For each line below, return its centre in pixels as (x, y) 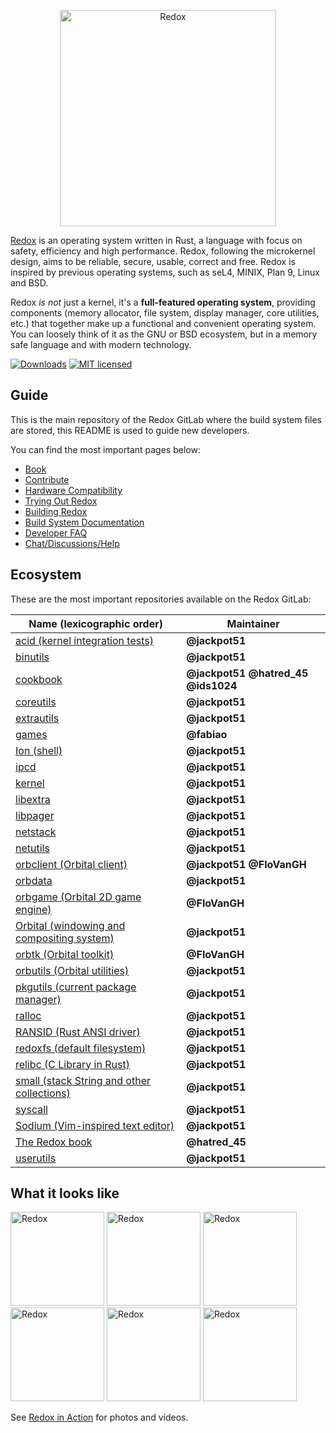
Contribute (47, 479)
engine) (33, 909)
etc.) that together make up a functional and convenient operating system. (163, 323)
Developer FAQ (56, 532)
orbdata (34, 880)
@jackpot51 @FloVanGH (246, 864)
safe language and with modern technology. (101, 344)
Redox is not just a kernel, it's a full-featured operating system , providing (163, 302)
